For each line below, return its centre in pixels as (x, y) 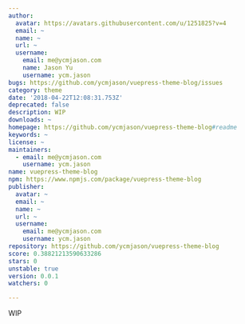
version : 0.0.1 (34, 276)
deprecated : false (39, 105)
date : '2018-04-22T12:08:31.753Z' (66, 98)
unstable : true (34, 269)
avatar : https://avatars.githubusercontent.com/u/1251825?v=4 (121, 23)
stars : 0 (23, 261)
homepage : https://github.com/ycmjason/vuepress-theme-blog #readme (123, 127)
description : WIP (37, 113)
